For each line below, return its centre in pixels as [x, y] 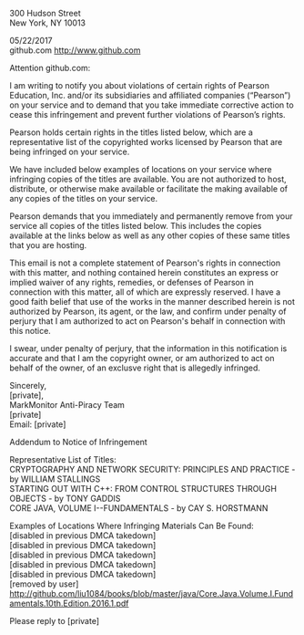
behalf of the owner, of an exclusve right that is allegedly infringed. [135, 368]
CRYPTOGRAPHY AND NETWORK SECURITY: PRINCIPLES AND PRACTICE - [152, 469]
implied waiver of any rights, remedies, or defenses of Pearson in [132, 282]
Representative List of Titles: [63, 459]
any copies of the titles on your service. [84, 198]
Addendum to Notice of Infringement [78, 442]
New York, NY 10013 [48, 23]
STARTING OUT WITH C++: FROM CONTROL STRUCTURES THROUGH [143, 489]
